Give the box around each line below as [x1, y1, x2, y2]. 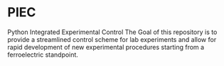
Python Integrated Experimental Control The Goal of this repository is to [7, 28, 218, 36]
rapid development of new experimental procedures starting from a [7, 43, 205, 51]
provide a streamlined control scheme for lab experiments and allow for [7, 35, 217, 43]
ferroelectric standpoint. [7, 50, 78, 59]
